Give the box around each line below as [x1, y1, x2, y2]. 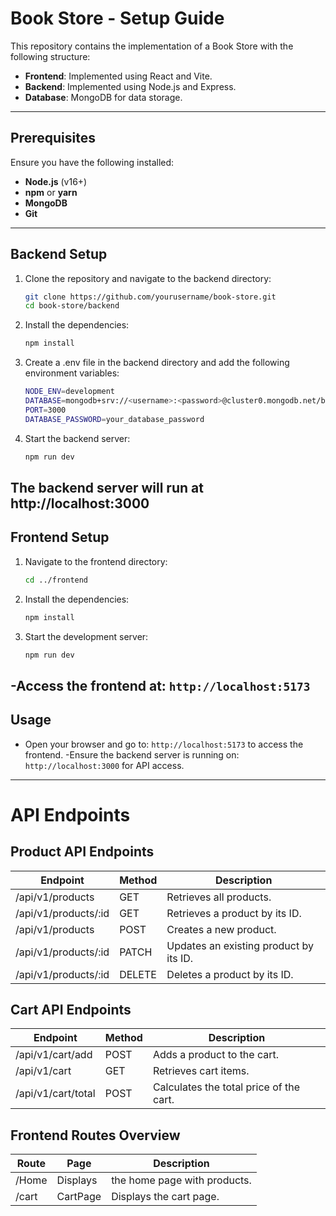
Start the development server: [24, 630, 149, 642]
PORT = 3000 [24, 405, 67, 415]
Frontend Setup [10, 529, 110, 546]
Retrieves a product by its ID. [166, 906, 302, 920]
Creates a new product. [166, 922, 277, 936]
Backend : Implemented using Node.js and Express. [24, 80, 237, 92]
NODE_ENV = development [24, 387, 115, 397]
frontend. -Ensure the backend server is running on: [24, 748, 240, 761]
